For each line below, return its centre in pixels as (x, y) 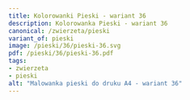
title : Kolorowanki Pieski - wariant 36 (78, 16)
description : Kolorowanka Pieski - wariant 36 (88, 23)
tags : (17, 61)
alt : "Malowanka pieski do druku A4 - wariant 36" (95, 83)
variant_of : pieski (41, 38)
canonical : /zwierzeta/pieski (59, 31)
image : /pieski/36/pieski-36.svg (65, 46)
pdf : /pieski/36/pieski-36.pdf (61, 53)
